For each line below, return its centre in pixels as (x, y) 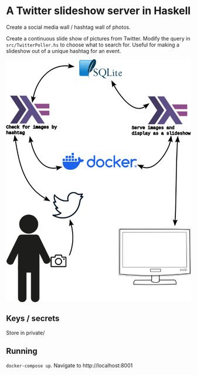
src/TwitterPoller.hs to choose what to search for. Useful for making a (93, 45)
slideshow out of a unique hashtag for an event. (64, 51)
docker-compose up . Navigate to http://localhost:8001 (69, 365)
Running (22, 351)
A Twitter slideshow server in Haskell (98, 11)
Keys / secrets (33, 319)
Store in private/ (26, 333)
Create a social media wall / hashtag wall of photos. (68, 27)
